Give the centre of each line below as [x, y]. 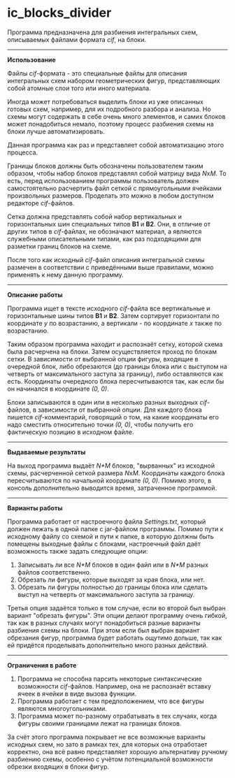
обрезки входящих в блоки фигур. [58, 766]
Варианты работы [35, 507]
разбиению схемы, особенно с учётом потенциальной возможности [110, 759]
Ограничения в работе [42, 665]
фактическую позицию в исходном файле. [71, 432]
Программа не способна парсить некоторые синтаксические [110, 679]
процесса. [23, 152]
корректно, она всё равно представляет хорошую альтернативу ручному [117, 751]
